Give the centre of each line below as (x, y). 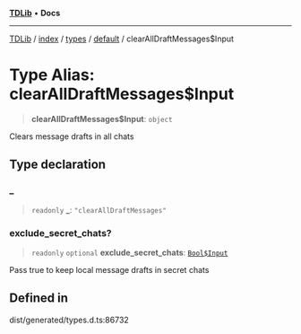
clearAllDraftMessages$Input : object (102, 119)
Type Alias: (52, 75)
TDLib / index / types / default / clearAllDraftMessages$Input (122, 39)
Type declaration (57, 165)
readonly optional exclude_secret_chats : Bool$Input (129, 252)
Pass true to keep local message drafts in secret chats (109, 269)
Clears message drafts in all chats (72, 136)
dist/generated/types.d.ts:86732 (69, 320)
